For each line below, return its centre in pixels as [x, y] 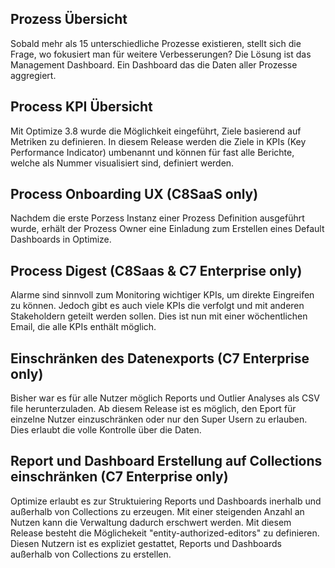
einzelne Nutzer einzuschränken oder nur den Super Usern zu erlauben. [159, 419]
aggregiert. [33, 75]
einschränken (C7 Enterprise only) [119, 477]
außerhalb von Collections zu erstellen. [91, 554]
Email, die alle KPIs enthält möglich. [83, 327]
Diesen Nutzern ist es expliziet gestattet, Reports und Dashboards [146, 543]
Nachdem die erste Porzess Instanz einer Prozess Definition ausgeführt [157, 218]
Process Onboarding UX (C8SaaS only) [134, 194]
